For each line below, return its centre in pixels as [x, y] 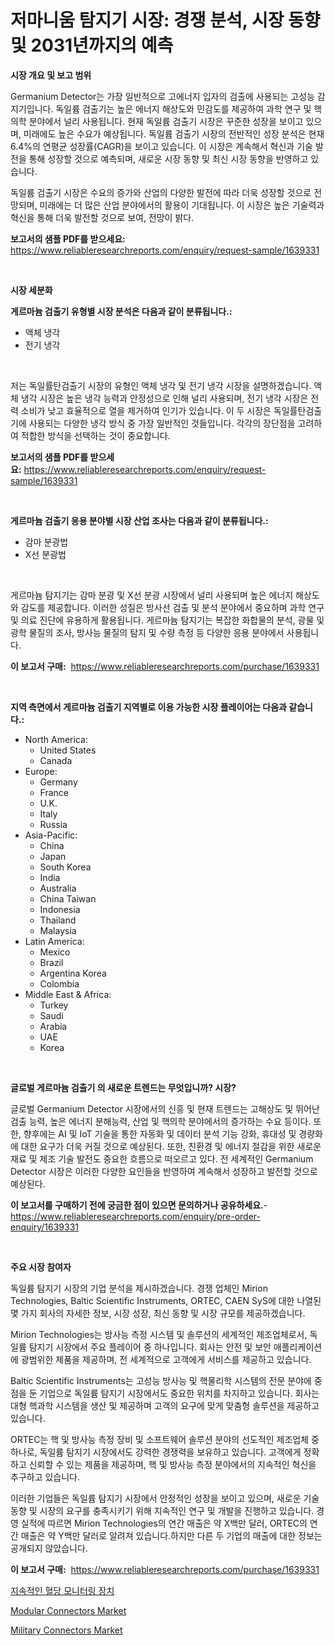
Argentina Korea [73, 973]
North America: [56, 739]
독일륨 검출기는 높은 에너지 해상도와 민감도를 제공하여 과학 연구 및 [183, 108]
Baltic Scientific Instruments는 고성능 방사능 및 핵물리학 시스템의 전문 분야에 [161, 1380]
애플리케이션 [298, 1347]
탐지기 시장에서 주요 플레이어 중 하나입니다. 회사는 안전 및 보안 [150, 1347]
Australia [58, 888]
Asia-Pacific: [51, 835]
